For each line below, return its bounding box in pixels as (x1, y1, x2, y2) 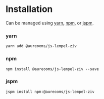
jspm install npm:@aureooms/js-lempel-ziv (5, 89, 95, 94)
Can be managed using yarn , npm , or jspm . (5, 20, 94, 26)
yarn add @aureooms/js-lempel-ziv (5, 44, 77, 49)
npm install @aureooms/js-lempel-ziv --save (5, 66, 99, 72)
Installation (5, 3, 53, 15)
